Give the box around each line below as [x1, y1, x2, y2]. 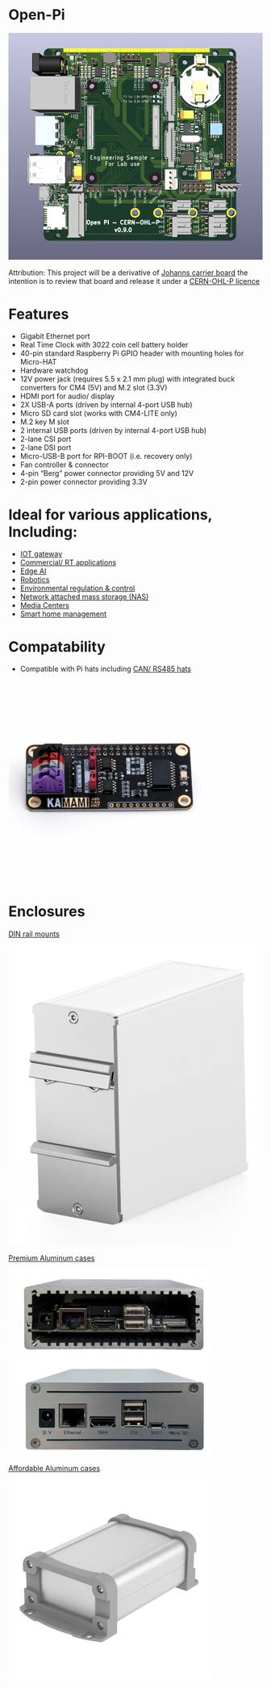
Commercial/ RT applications [19, 558, 117, 568]
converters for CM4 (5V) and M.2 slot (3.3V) [19, 383, 168, 393]
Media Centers [19, 601, 70, 611]
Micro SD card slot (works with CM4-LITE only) [19, 409, 177, 419]
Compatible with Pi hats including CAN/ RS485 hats [19, 664, 192, 674]
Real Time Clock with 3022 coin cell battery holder [19, 340, 189, 350]
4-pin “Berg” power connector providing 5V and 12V [19, 469, 194, 478]
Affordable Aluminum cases [8, 1463, 101, 1473]
